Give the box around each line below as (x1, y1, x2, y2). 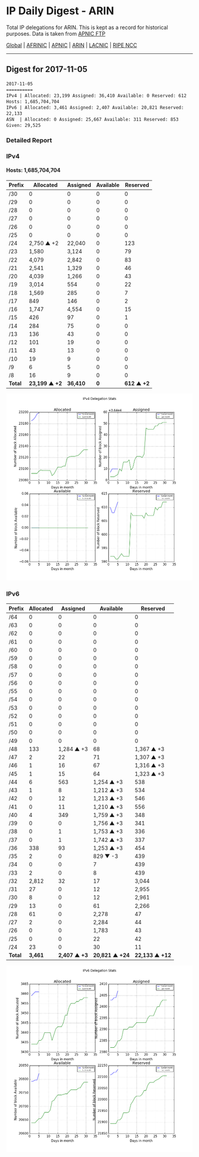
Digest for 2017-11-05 (6, 64, 88, 75)
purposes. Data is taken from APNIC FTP (6, 30, 105, 37)
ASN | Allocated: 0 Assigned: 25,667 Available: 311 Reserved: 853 (6, 116, 179, 122)
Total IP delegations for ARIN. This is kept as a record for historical (6, 24, 168, 31)
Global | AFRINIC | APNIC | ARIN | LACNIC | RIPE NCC (6, 42, 137, 49)
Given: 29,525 (6, 122, 41, 128)
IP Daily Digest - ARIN (6, 4, 114, 18)
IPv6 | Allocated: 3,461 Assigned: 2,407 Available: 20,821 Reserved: (6, 104, 184, 110)
